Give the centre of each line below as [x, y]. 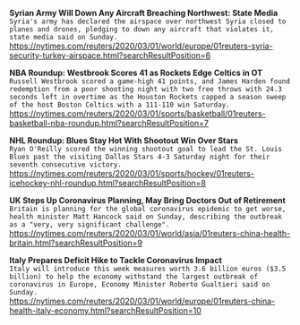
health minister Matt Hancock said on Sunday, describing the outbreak [146, 217]
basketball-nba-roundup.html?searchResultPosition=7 [109, 123]
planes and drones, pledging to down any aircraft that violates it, [142, 30]
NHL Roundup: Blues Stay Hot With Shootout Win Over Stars [124, 141]
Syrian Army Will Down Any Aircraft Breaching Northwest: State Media [144, 13]
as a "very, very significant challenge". [90, 225]
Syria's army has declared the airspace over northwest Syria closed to [148, 21]
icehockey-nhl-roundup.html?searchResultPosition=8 [107, 183]
